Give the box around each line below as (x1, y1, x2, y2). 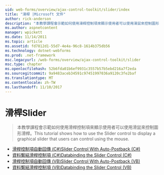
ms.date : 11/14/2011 (5, 35, 47, 40)
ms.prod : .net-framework (5, 52, 56, 58)
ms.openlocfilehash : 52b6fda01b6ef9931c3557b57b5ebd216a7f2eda (5, 67, 137, 72)
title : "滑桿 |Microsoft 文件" (5, 12, 66, 17)
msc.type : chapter (5, 62, 42, 67)
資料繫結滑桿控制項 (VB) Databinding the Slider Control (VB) (12, 165, 132, 171)
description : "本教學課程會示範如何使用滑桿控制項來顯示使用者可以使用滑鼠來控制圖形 (5, 21, 160, 26)
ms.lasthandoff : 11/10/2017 (5, 84, 62, 90)
